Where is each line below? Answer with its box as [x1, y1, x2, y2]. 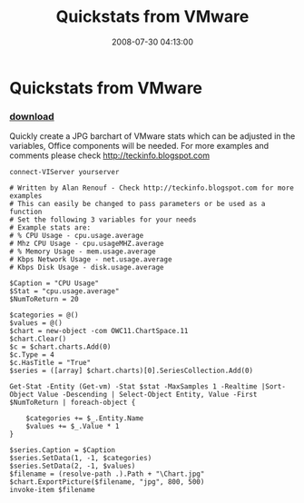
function [9, 207, 43, 217]
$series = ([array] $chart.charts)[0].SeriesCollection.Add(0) [9, 366, 254, 376]
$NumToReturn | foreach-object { [9, 398, 136, 408]
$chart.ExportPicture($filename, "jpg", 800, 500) [9, 478, 205, 487]
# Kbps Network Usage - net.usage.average [9, 255, 172, 264]
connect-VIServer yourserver [9, 168, 120, 177]
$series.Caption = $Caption [9, 446, 116, 455]
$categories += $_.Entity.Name [25, 414, 144, 423]
